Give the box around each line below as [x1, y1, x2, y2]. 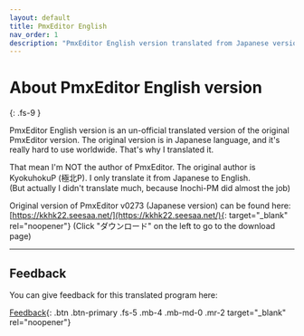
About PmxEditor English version [9, 78, 262, 98]
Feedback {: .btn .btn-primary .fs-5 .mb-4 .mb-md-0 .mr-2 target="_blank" [9, 307, 287, 318]
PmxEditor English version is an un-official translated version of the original [9, 125, 290, 136]
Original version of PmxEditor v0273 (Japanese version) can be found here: [9, 200, 291, 211]
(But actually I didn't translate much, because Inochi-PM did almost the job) [9, 183, 291, 194]
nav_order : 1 [9, 30, 59, 39]
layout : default [9, 13, 71, 23]
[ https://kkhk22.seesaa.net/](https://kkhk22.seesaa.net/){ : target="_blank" [9, 210, 288, 221]
